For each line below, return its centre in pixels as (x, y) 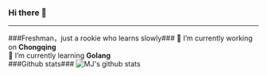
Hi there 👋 (28, 13)
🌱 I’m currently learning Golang (60, 55)
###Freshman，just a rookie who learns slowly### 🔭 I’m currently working (130, 38)
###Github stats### (41, 64)
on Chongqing (33, 47)
